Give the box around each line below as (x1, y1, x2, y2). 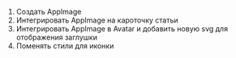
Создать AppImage (15, 7, 82, 16)
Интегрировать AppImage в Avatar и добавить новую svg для (15, 24, 229, 33)
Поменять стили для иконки (15, 41, 114, 51)
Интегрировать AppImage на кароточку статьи (15, 15, 178, 25)
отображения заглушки (15, 32, 97, 42)
